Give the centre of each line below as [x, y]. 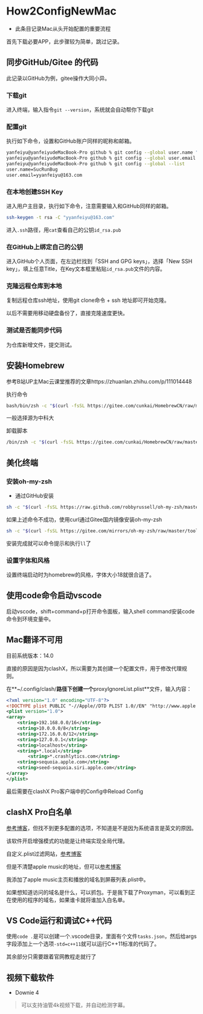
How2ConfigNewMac [61, 11]
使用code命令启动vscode [54, 596]
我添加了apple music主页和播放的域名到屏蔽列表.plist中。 [78, 879]
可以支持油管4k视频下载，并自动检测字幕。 [75, 1005]
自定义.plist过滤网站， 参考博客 [44, 854]
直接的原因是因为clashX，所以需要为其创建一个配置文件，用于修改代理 [94, 668]
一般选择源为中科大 [30, 418]
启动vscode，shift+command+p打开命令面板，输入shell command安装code [101, 611]
